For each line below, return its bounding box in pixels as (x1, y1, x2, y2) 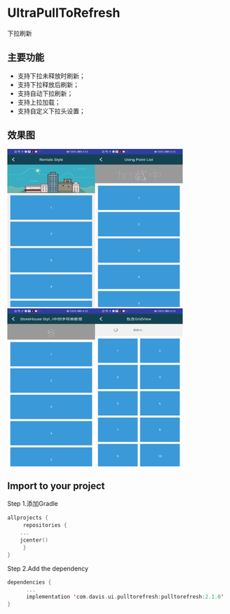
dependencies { (7, 578, 52, 586)
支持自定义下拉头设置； (17, 107, 86, 115)
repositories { (22, 522, 68, 529)
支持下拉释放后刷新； (17, 80, 79, 89)
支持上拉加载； (17, 98, 61, 106)
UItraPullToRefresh (7, 5, 121, 21)
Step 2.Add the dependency (7, 564, 89, 573)
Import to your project (7, 480, 105, 492)
